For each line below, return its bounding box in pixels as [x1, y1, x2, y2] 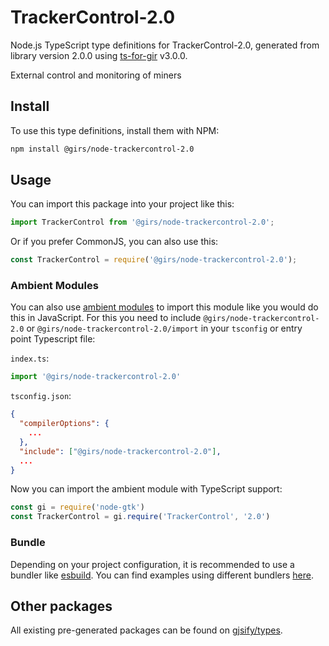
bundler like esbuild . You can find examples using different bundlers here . [10, 569, 315, 581]
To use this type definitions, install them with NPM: [10, 124, 220, 136]
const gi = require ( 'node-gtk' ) [10, 502, 145, 513]
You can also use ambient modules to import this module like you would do [10, 301, 319, 313]
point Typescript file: [10, 333, 96, 345]
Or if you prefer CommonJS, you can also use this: [10, 236, 219, 248]
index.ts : [10, 352, 50, 365]
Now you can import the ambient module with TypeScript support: [10, 483, 283, 495]
